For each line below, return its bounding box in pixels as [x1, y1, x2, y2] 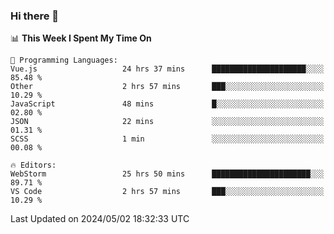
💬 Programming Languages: [10, 55, 118, 66]
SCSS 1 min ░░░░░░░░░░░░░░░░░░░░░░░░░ [10, 134, 325, 144]
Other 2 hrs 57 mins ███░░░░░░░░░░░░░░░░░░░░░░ [10, 82, 325, 92]
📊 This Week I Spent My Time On [10, 32, 152, 44]
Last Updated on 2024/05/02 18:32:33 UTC [10, 213, 190, 225]
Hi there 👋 [10, 9, 60, 23]
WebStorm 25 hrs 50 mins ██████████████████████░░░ [10, 169, 325, 179]
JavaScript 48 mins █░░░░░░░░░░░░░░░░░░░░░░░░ [10, 99, 325, 109]
